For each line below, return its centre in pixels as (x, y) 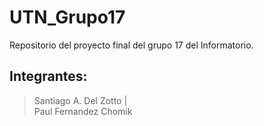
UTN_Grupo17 (67, 17)
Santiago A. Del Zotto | (80, 100)
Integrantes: (48, 76)
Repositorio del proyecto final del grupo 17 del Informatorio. (131, 45)
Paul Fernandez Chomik (83, 111)
